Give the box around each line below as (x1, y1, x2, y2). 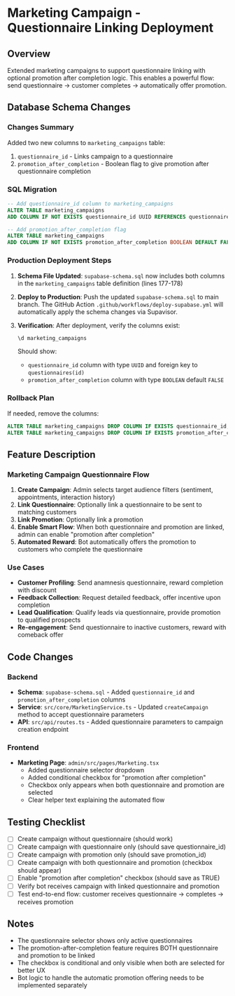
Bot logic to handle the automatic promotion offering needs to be (17, 974, 204, 982)
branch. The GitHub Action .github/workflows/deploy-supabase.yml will (17, 300, 224, 308)
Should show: (17, 347, 57, 355)
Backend (7, 671, 38, 681)
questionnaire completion (17, 167, 91, 175)
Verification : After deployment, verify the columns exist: (17, 321, 180, 329)
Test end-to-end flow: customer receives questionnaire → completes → (17, 889, 224, 898)
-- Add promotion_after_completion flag (7, 226, 127, 233)
